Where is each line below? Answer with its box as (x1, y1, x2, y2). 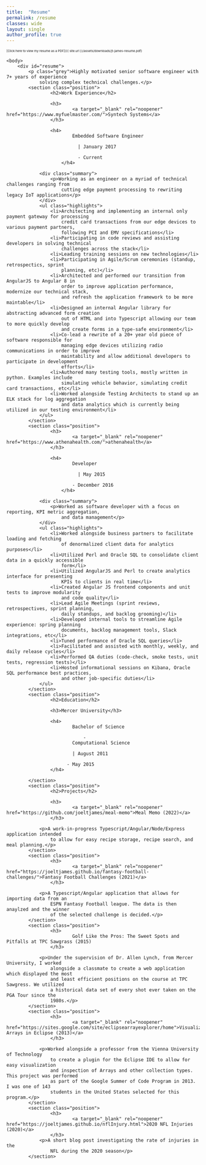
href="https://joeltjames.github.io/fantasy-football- (6, 869, 150, 875)
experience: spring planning (6, 622, 81, 628)
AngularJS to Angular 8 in (6, 278, 75, 284)
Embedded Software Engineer (72, 133, 144, 139)
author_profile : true (6, 32, 62, 38)
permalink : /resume (6, 15, 56, 21)
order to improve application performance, (61, 284, 174, 290)
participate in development (6, 358, 78, 365)
